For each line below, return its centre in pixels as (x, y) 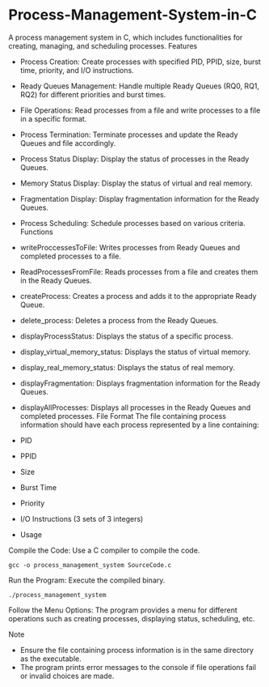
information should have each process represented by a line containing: (140, 425)
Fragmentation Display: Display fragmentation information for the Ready (140, 198)
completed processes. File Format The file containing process (123, 416)
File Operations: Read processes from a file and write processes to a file (140, 110)
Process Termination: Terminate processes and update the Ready (129, 134)
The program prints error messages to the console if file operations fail (138, 667)
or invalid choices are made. (67, 676)
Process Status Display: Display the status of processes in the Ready (134, 159)
